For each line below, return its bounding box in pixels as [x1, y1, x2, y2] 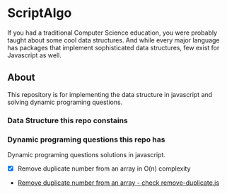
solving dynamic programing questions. [7, 98, 123, 106]
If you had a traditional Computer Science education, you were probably [7, 28, 218, 37]
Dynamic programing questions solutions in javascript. [7, 150, 166, 159]
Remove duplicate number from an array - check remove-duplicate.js [17, 178, 220, 187]
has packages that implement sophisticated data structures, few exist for [7, 43, 220, 52]
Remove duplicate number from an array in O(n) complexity [17, 164, 191, 173]
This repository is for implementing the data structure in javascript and [7, 90, 213, 98]
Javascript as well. [7, 51, 62, 59]
